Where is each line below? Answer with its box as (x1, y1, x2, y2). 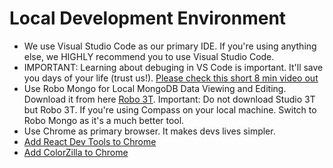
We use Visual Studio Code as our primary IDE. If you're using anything (23, 40, 317, 52)
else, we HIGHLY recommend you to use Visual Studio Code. (23, 50, 275, 62)
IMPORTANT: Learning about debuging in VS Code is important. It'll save (23, 61, 324, 73)
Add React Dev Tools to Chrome (23, 135, 157, 147)
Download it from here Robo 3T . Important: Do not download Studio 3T (23, 93, 316, 105)
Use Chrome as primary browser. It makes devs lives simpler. (23, 125, 276, 137)
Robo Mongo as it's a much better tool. (23, 114, 185, 126)
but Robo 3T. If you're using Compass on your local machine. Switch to (23, 103, 317, 116)
